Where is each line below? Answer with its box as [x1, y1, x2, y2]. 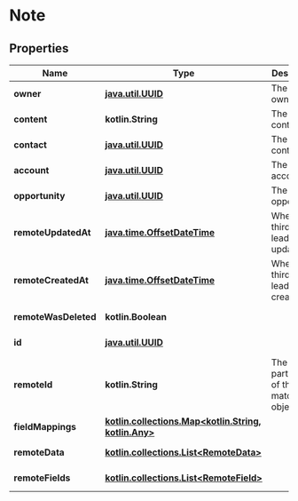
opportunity [13, 190, 66, 202]
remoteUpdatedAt [13, 227, 91, 238]
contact [13, 139, 47, 151]
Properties [9, 41, 69, 56]
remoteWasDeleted [13, 311, 97, 322]
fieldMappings [13, 421, 77, 433]
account [13, 164, 50, 176]
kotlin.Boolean [105, 311, 167, 322]
